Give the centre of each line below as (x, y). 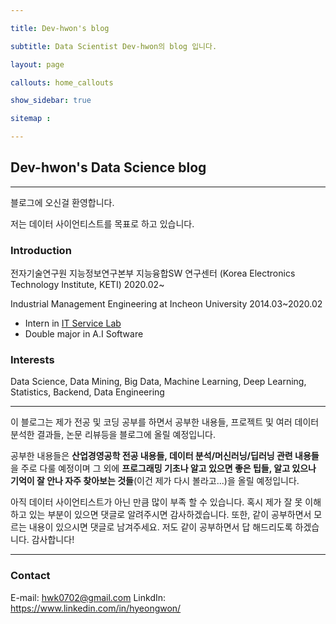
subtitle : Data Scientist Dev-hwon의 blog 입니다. (114, 46)
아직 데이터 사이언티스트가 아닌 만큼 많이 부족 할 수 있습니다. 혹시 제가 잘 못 (156, 502)
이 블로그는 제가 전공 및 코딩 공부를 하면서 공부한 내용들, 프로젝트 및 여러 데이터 (165, 422)
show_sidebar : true (51, 101)
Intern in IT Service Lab (73, 323)
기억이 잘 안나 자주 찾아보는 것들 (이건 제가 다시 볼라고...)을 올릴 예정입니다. (155, 481)
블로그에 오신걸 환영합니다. (62, 202)
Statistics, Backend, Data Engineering (87, 392)
